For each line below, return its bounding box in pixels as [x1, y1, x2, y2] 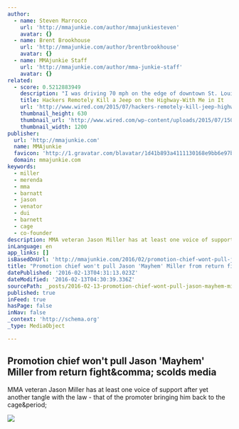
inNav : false [7, 309, 46, 316]
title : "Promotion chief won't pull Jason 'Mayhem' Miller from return [7, 263, 224, 270]
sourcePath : [7, 283, 43, 290]
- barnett [14, 216, 43, 223]
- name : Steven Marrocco [14, 17, 87, 24]
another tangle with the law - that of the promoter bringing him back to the [7, 393, 225, 401]
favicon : [14, 150, 40, 157]
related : [7, 76, 33, 84]
